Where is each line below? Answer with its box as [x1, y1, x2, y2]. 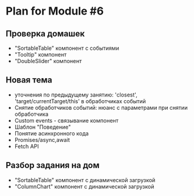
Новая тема [5, 75, 52, 86]
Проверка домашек [5, 29, 85, 39]
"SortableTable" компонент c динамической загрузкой [14, 176, 156, 183]
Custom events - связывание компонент [14, 117, 119, 124]
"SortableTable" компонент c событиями [14, 44, 119, 52]
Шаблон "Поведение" [14, 123, 71, 130]
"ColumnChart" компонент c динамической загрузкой [14, 183, 154, 190]
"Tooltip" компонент [14, 51, 67, 58]
